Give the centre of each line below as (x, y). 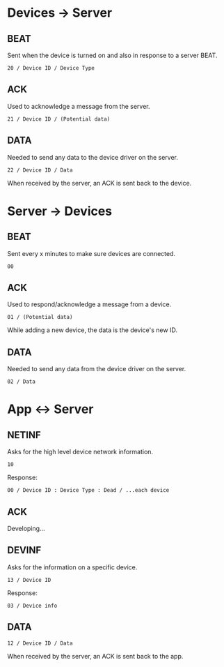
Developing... (26, 529)
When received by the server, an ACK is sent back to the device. (99, 183)
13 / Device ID (29, 580)
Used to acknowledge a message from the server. (79, 106)
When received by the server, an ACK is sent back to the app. (95, 656)
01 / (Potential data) (40, 317)
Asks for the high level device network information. (80, 452)
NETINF (24, 435)
